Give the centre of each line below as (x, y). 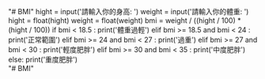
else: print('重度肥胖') (43, 59)
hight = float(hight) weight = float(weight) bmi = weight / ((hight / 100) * (125, 21)
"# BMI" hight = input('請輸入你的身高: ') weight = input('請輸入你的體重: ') (129, 11)
